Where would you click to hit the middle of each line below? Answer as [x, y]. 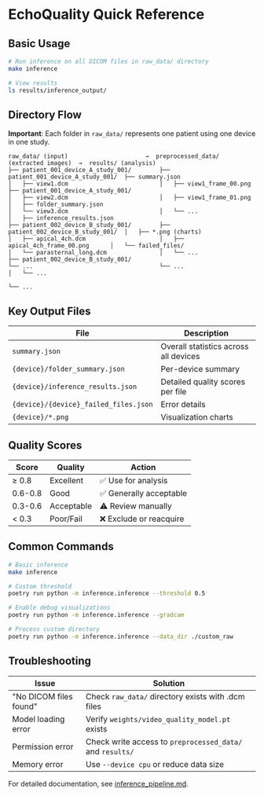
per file [174, 392]
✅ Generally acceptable [143, 493]
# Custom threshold [40, 586]
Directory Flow [45, 114]
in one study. [29, 142]
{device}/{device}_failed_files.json [82, 405]
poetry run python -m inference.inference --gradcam [96, 615]
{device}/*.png [40, 417]
